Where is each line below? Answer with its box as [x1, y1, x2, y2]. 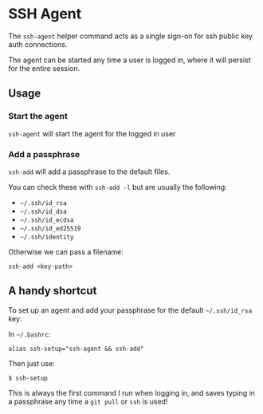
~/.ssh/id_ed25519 [19, 224, 81, 232]
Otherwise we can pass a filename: [8, 246, 124, 256]
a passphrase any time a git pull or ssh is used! [8, 396, 168, 406]
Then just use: [8, 358, 56, 368]
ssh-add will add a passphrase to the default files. [8, 167, 171, 176]
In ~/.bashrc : [8, 329, 51, 339]
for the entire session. [8, 63, 80, 73]
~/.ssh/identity [19, 233, 74, 241]
